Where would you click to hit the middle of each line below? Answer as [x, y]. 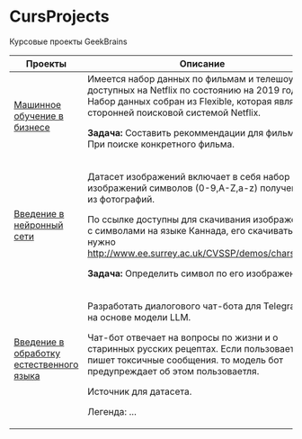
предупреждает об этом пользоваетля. [173, 371]
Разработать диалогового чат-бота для [174, 306]
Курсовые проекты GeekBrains [68, 41]
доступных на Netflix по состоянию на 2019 [183, 90]
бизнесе [32, 127]
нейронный [39, 225]
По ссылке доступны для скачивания [169, 219]
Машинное [37, 104]
